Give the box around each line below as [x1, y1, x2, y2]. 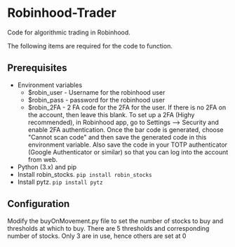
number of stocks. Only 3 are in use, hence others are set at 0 [7, 232, 187, 240]
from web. [27, 155, 58, 163]
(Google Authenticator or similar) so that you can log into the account [27, 147, 229, 156]
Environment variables [17, 81, 83, 89]
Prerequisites [7, 62, 67, 74]
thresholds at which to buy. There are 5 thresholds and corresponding [7, 224, 210, 232]
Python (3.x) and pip [17, 163, 77, 171]
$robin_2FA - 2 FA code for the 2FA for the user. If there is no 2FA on [27, 103, 227, 112]
